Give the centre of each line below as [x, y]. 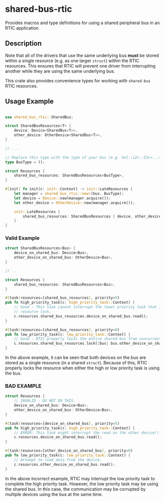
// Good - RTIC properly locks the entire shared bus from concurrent [88, 339]
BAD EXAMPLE [23, 386]
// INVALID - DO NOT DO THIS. [45, 401]
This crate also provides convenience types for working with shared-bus [78, 80]
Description [23, 44]
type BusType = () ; [25, 162]
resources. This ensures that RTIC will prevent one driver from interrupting [80, 66]
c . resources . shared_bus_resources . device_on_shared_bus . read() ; [81, 316]
